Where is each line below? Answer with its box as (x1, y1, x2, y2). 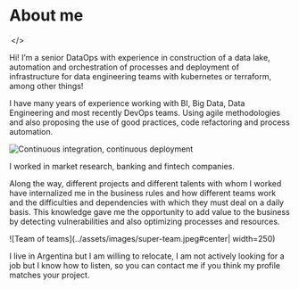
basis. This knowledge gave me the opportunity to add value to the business (9, 206, 290, 217)
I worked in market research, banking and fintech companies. (9, 161, 235, 171)
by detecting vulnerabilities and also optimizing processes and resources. (9, 216, 280, 227)
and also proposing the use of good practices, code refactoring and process (9, 117, 290, 128)
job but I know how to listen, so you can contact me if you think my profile (9, 260, 281, 270)
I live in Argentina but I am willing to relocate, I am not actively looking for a (9, 251, 285, 261)
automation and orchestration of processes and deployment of (9, 62, 239, 72)
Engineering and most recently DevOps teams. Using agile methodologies (9, 107, 281, 118)
